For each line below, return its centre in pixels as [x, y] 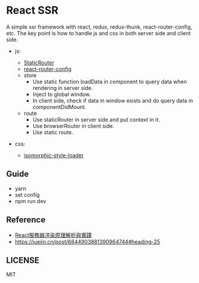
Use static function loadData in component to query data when [110, 82]
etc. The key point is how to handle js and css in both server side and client [99, 33]
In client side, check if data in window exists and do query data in [113, 100]
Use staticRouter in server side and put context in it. [96, 119]
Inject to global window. [62, 94]
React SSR [32, 10]
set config [27, 195]
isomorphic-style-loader [54, 155]
